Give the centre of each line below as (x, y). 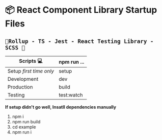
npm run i (22, 132)
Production (20, 87)
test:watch (71, 95)
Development (23, 79)
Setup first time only (31, 71)
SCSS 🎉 (15, 47)
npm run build (26, 122)
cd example (24, 127)
